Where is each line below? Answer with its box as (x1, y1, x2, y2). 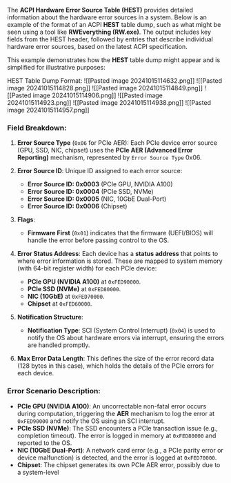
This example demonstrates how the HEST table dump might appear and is (7, 56, 221, 64)
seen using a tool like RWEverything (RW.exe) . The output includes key (7, 28, 212, 36)
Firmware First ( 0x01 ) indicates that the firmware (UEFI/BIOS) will (27, 229, 214, 237)
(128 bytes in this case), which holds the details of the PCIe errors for (17, 362, 214, 370)
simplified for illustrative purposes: (7, 63, 106, 71)
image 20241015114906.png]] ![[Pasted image (32, 91, 163, 99)
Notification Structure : (17, 313, 84, 322)
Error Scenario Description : (7, 386, 101, 396)
